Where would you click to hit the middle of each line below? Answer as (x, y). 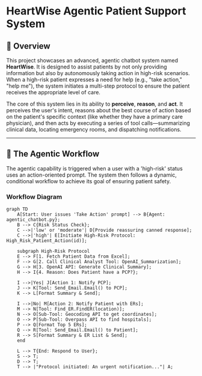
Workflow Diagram (34, 196)
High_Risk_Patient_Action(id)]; (47, 241)
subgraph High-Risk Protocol (54, 251)
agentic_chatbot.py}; (33, 220)
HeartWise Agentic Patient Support (96, 11)
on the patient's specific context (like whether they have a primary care (95, 117)
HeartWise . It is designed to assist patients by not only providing (87, 67)
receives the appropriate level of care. (54, 92)
